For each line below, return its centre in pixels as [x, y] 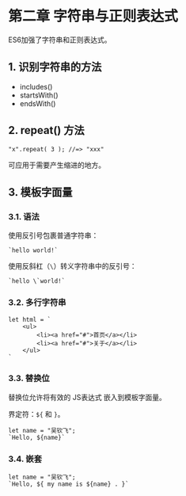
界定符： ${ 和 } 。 [36, 414]
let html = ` [30, 319]
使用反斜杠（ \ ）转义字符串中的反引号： [72, 266]
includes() [36, 86]
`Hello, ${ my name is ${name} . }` [68, 484]
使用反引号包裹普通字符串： [53, 235]
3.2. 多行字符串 [37, 303]
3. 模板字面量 [40, 192]
